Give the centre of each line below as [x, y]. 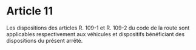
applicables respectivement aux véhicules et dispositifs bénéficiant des [96, 34]
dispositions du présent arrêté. [45, 40]
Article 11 [30, 11]
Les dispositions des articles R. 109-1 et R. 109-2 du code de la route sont [98, 28]
